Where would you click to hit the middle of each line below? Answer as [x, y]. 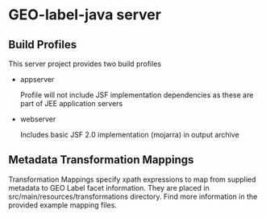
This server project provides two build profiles [85, 64]
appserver [37, 79]
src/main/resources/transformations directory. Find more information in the [133, 196]
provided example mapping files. [62, 205]
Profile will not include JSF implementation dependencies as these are [137, 95]
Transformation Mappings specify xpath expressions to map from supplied [132, 179]
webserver [38, 119]
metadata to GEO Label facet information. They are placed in [109, 187]
